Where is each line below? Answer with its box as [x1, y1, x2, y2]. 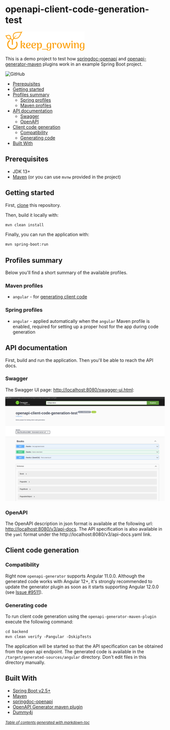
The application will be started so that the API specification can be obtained [5, 643, 163, 649]
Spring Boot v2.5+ [12, 687, 51, 693]
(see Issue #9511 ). [5, 589, 43, 595]
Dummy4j [12, 709, 33, 715]
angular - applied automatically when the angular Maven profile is [12, 318, 150, 324]
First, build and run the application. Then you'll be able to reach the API [5, 357, 153, 363]
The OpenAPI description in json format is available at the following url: [5, 520, 153, 527]
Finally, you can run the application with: [5, 231, 90, 237]
